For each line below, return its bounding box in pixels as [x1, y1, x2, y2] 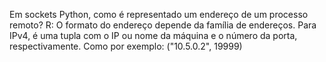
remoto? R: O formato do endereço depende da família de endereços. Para [9, 19, 317, 31]
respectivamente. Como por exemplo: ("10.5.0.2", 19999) [9, 40, 243, 52]
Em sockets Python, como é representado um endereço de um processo [9, 9, 309, 20]
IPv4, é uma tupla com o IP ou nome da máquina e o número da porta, [9, 30, 298, 41]
